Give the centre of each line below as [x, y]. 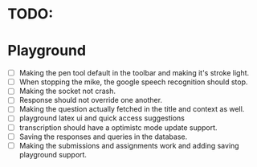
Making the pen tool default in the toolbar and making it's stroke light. [134, 73]
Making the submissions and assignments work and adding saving [129, 145]
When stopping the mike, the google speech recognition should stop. [133, 82]
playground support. [53, 154]
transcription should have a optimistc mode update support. [118, 127]
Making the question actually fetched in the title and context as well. [132, 109]
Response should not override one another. [90, 100]
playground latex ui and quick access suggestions [102, 118]
